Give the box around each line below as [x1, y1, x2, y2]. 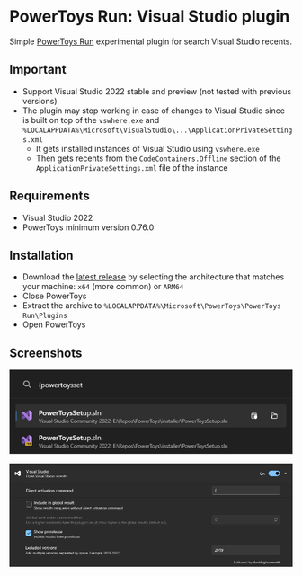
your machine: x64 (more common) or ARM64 [22, 281, 184, 292]
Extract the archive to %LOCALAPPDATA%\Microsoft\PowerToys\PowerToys [22, 300, 281, 311]
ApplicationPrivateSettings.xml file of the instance [35, 162, 228, 173]
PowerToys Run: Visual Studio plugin [9, 6, 290, 27]
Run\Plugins [22, 312, 67, 321]
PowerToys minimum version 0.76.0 [22, 222, 155, 233]
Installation [9, 247, 74, 262]
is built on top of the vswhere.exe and [22, 114, 160, 125]
